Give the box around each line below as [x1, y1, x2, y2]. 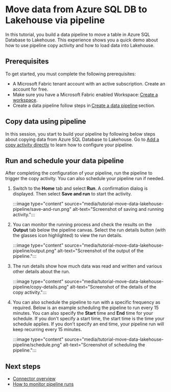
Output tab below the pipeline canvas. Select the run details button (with [12, 227, 166, 233]
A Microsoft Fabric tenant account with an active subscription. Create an [12, 80, 165, 86]
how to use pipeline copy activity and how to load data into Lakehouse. [5, 42, 155, 48]
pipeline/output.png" [12, 248, 57, 254]
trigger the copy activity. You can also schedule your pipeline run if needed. [5, 176, 165, 182]
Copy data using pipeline [5, 117, 86, 126]
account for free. [12, 86, 48, 92]
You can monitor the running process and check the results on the [12, 222, 152, 228]
